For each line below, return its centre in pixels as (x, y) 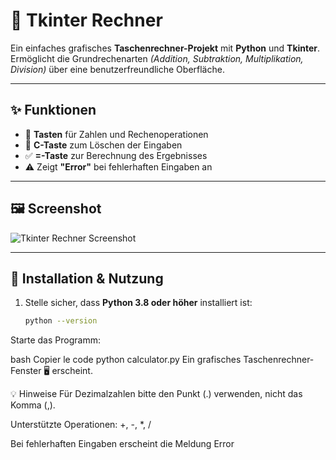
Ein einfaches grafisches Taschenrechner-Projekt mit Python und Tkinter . (165, 48)
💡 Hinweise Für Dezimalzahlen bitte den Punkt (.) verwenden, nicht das (156, 394)
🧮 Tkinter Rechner (86, 20)
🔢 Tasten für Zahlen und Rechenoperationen (116, 134)
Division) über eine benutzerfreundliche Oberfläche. (117, 69)
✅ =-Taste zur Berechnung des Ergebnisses (116, 155)
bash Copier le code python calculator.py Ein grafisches (126, 360)
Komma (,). (33, 405)
